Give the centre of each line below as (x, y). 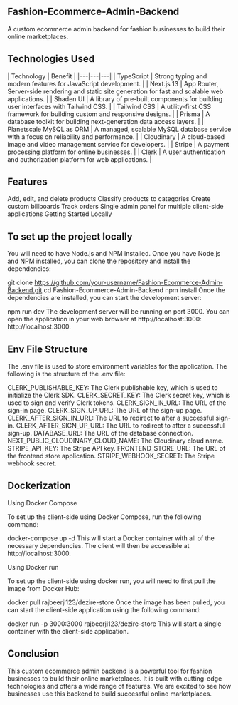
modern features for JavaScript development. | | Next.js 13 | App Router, (113, 83)
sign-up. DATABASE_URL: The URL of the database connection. (100, 433)
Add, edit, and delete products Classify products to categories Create (109, 199)
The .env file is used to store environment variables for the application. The (117, 366)
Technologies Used (51, 59)
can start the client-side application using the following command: (104, 609)
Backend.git (25, 290)
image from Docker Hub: (43, 588)
